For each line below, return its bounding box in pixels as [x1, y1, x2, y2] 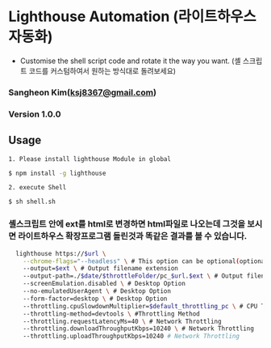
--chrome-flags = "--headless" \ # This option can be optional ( [23, 257, 240, 265]
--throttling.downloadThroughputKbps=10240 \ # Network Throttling [23, 325, 254, 333]
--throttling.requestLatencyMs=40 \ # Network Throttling [23, 317, 222, 325]
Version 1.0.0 [8, 108, 61, 120]
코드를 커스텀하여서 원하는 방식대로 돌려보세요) [28, 66, 176, 75]
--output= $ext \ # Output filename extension [23, 265, 179, 273]
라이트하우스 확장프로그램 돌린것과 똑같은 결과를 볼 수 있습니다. [17, 231, 248, 242]
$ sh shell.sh [8, 197, 56, 206]
